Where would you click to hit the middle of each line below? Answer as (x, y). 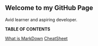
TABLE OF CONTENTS (28, 29)
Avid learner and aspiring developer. (41, 19)
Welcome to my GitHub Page (49, 8)
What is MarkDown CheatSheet (36, 38)
